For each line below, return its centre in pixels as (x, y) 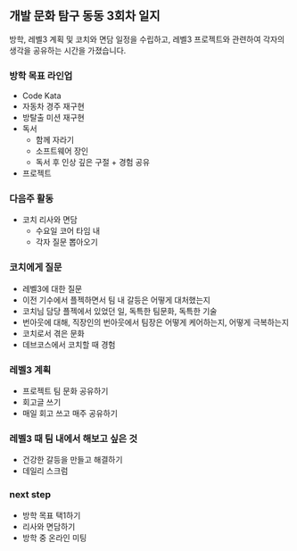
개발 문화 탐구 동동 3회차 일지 (85, 16)
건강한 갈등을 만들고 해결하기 (72, 460)
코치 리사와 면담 (49, 220)
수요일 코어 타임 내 (68, 231)
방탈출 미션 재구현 (53, 118)
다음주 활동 (32, 199)
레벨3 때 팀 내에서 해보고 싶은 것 (74, 438)
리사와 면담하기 (49, 526)
